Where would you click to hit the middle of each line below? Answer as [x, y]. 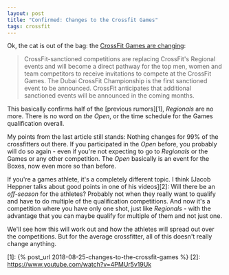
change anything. [32, 244]
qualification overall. [36, 124]
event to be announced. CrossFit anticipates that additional [107, 88]
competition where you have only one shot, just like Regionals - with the [109, 209]
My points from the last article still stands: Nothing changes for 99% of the [113, 137]
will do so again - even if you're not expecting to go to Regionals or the [108, 151]
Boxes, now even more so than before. [62, 166]
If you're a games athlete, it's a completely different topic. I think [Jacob [109, 179]
